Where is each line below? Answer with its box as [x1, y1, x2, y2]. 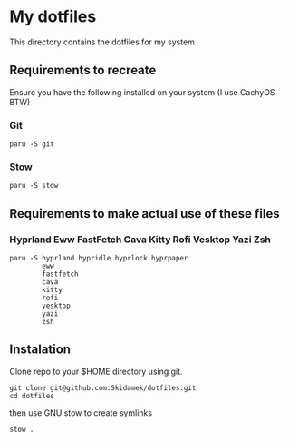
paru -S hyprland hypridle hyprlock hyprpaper [9, 254, 188, 263]
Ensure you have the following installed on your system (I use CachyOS [9, 86, 275, 97]
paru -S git [9, 140, 54, 149]
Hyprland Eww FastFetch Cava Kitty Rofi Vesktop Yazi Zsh [9, 233, 272, 246]
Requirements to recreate [9, 63, 157, 78]
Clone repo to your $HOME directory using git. [9, 366, 183, 377]
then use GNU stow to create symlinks [9, 407, 152, 418]
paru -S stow [9, 181, 59, 191]
